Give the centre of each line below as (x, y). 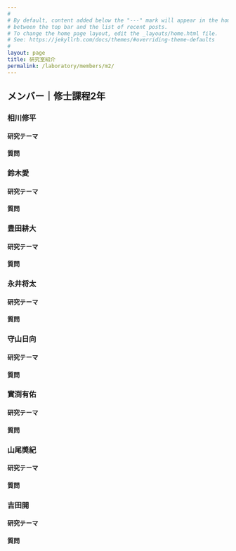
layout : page (26, 53)
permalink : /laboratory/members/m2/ (61, 66)
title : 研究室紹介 (32, 60)
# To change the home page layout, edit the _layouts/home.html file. (113, 33)
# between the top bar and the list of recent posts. (88, 27)
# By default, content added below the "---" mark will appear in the (113, 20)
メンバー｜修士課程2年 (57, 97)
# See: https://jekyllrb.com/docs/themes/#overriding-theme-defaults (111, 40)
